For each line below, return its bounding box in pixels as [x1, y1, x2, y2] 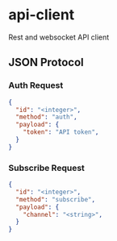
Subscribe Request [8, 162, 85, 173]
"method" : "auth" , [15, 113, 78, 122]
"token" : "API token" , [23, 128, 99, 136]
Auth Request [8, 80, 64, 91]
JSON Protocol [8, 56, 84, 69]
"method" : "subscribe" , [15, 195, 95, 203]
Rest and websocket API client [8, 32, 110, 42]
